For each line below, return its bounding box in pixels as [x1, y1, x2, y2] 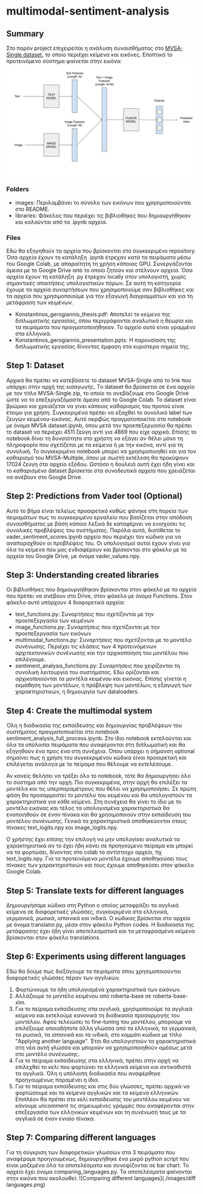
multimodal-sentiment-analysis [6, 4, 170, 18]
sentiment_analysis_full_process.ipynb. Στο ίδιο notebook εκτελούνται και [6, 735, 192, 742]
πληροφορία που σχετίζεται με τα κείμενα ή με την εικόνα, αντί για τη [6, 441, 184, 448]
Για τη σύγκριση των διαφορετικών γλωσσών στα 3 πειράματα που [6, 1148, 176, 1156]
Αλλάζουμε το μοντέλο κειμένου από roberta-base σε [15, 992, 151, 1000]
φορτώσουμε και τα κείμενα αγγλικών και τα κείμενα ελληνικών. [15, 1089, 180, 1096]
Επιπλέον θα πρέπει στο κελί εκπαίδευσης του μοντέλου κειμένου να [15, 1095, 190, 1103]
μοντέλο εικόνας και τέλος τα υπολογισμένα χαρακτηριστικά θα [6, 805, 170, 812]
